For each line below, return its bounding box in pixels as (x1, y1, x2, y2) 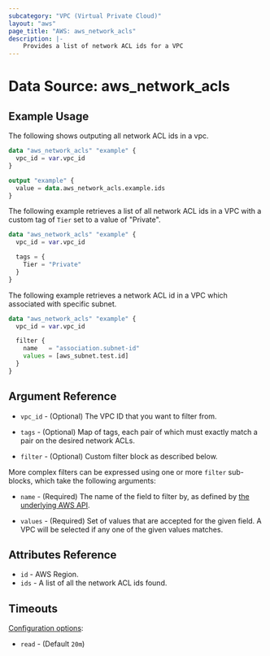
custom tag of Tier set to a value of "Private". (8, 215, 161, 224)
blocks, (8, 476, 33, 485)
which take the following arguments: (34, 476, 156, 485)
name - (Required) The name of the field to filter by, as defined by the (20, 491, 250, 501)
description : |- (8, 34, 63, 43)
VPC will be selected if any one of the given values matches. (20, 524, 224, 534)
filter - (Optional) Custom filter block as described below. (20, 451, 218, 461)
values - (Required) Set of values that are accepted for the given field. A (20, 515, 262, 525)
